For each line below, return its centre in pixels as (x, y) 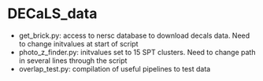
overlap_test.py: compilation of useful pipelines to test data (115, 68)
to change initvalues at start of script (78, 43)
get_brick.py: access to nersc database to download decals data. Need (134, 35)
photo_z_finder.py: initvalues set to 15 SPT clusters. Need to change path (137, 52)
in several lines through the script (73, 61)
